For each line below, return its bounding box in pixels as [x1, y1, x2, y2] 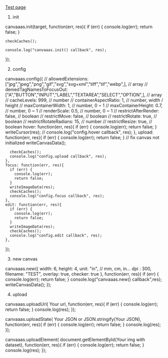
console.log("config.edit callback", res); [10, 233, 102, 238]
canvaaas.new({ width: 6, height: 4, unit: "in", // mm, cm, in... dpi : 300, [5, 266, 152, 272]
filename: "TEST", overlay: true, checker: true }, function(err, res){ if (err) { [5, 271, 159, 277]
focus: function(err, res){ [5, 163, 64, 168]
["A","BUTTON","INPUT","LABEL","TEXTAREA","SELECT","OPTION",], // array [5, 92, 162, 97]
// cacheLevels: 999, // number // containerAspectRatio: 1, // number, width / [5, 97, 163, 103]
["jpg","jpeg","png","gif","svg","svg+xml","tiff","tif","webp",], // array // [5, 81, 148, 87]
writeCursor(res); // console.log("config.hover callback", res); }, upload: [5, 129, 154, 135]
